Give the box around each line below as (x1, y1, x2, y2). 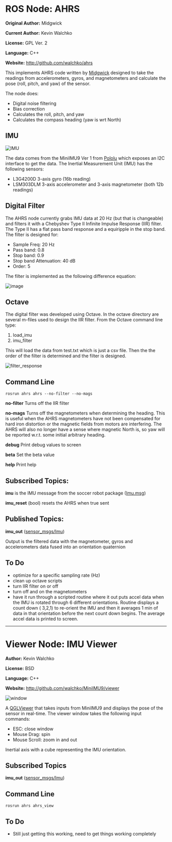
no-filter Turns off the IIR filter (5, 400, 70, 406)
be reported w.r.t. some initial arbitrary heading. (5, 432, 106, 438)
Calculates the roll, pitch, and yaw (12, 111, 84, 117)
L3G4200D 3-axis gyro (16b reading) (12, 176, 91, 182)
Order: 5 (12, 263, 31, 269)
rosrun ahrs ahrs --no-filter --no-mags (5, 391, 93, 397)
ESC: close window (12, 725, 54, 732)
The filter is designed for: (5, 231, 59, 238)
